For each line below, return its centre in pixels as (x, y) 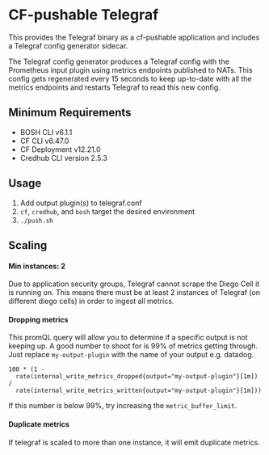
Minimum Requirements (70, 113)
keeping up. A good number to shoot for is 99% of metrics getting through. (133, 346)
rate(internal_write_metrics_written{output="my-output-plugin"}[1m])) (139, 391)
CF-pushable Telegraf (84, 15)
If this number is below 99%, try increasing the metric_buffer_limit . (123, 406)
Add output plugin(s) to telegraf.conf (81, 203)
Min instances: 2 (37, 266)
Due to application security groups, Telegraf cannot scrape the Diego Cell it (134, 284)
